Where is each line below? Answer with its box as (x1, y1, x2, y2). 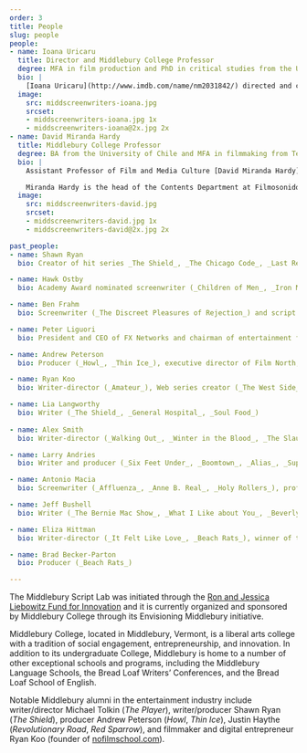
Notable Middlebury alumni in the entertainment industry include (9, 695, 253, 706)
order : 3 (9, 13, 43, 23)
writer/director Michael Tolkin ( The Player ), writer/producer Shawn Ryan (9, 705, 281, 716)
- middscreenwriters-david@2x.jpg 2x (26, 225, 170, 234)
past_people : (9, 241, 59, 251)
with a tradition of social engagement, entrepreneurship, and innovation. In (9, 638, 291, 649)
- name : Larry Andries (9, 450, 96, 459)
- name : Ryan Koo (9, 375, 76, 384)
